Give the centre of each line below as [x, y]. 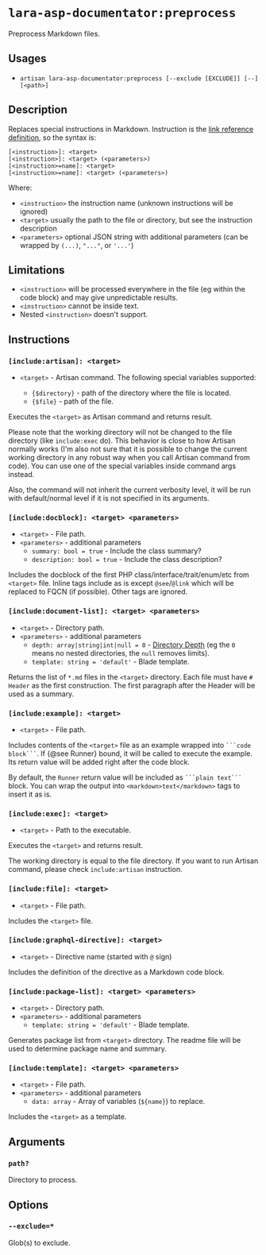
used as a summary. [41, 694]
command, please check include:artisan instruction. [95, 870]
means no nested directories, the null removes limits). [121, 653]
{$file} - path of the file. [73, 401]
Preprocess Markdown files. [54, 33]
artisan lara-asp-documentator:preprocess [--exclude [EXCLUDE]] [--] [139, 78]
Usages [27, 58]
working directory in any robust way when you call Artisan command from [129, 458]
